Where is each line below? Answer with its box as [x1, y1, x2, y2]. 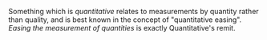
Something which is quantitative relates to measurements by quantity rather [8, 7, 259, 16]
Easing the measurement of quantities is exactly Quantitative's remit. [8, 24, 236, 32]
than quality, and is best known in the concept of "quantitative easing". [8, 15, 242, 24]
